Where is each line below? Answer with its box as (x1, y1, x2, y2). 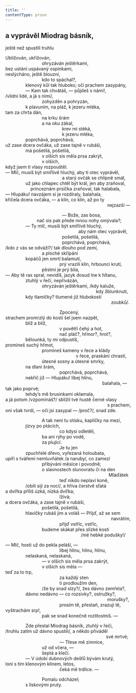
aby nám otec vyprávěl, (78, 228, 128, 235)
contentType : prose (5, 12, 47, 17)
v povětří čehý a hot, (59, 325, 103, 332)
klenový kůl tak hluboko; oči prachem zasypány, (25, 82, 127, 88)
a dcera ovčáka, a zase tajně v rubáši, (5, 499, 85, 506)
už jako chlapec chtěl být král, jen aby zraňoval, (25, 180, 126, 186)
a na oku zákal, (41, 120, 74, 126)
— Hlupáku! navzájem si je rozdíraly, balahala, (5, 191, 102, 198)
